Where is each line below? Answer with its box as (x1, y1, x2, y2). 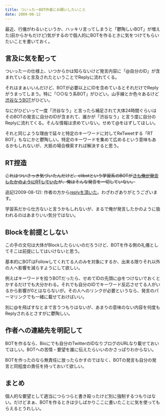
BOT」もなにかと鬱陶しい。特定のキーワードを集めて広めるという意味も (5, 137, 152, 143)
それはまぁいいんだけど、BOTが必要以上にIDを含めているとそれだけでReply (5, 85, 159, 91)
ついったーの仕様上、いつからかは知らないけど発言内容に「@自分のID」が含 (5, 68, 160, 74)
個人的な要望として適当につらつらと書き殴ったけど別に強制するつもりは (5, 393, 152, 399)
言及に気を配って (5, 54, 57, 62)
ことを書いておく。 (13, 38, 53, 44)
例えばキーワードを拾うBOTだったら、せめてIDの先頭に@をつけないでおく (5, 275, 156, 281)
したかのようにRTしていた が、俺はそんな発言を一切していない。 (5, 179, 135, 185)
